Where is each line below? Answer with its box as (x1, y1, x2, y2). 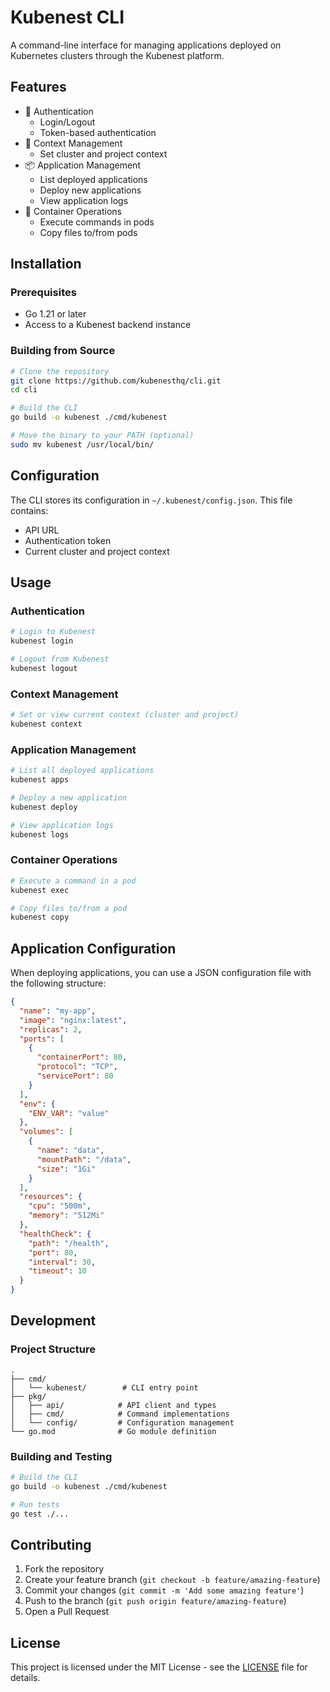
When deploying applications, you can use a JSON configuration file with (10, 967, 312, 979)
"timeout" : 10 (28, 1266, 87, 1276)
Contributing (10, 1536, 92, 1553)
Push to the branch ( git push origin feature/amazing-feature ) (24, 1595, 287, 1607)
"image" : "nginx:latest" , (19, 1015, 128, 1025)
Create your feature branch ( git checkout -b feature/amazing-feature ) (24, 1574, 321, 1586)
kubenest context (10, 719, 83, 730)
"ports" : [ (19, 1034, 65, 1044)
